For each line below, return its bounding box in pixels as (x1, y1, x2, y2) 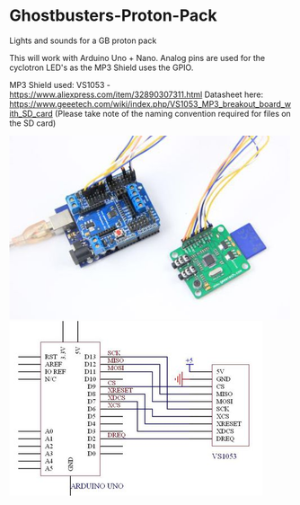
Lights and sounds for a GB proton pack (9, 35, 157, 46)
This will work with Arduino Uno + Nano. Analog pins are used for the (9, 52, 266, 63)
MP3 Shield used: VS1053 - (9, 79, 110, 90)
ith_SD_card (9, 108, 54, 119)
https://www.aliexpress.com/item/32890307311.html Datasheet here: (9, 89, 264, 100)
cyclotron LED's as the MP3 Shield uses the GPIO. (9, 62, 194, 73)
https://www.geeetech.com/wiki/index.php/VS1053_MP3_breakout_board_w (9, 98, 292, 109)
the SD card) (9, 118, 57, 128)
